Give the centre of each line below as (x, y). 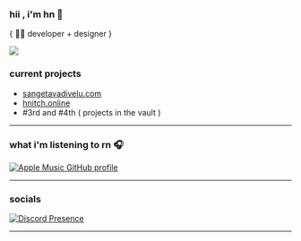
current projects (46, 73)
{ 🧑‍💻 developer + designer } (61, 34)
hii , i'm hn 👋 (36, 14)
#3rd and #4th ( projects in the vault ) (91, 112)
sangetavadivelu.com (62, 93)
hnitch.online (46, 103)
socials (26, 199)
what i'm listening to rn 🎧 (66, 144)
